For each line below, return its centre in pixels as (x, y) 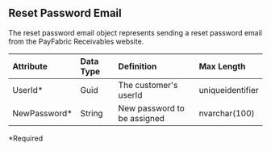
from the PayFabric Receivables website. (76, 41)
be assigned (142, 118)
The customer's (148, 85)
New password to (152, 108)
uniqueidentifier (229, 90)
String (92, 113)
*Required (26, 138)
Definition (138, 66)
